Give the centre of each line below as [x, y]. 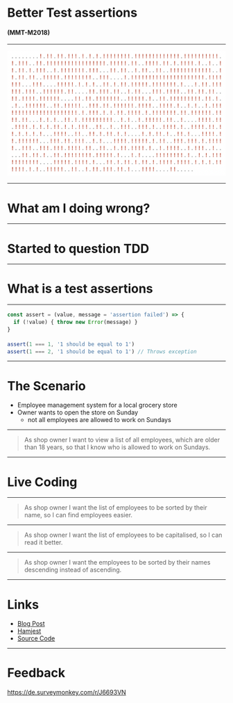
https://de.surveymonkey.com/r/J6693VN [67, 693]
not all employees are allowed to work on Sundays [99, 420]
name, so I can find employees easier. [78, 515]
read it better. [43, 542]
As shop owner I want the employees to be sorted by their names [117, 563]
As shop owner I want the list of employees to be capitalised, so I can [123, 535]
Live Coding [42, 482]
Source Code [36, 638]
